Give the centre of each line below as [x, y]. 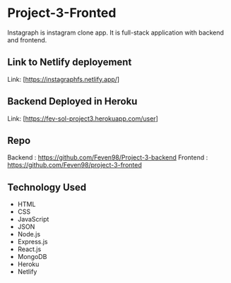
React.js [29, 249]
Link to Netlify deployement [70, 62]
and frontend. [27, 40]
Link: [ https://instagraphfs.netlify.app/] [64, 79]
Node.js [29, 234]
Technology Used [47, 187]
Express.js [32, 242]
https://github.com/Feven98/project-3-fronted [75, 165]
